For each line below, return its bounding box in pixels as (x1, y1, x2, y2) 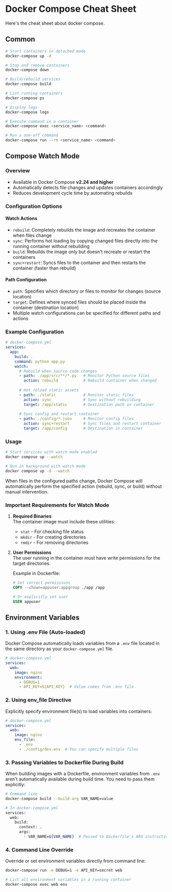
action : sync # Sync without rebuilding (24, 397, 141, 402)
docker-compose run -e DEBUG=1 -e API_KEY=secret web (5, 868, 123, 873)
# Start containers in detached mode (5, 48, 86, 54)
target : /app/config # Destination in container (24, 426, 143, 431)
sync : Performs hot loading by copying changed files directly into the (12, 237, 158, 244)
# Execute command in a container (5, 119, 79, 124)
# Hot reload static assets (18, 388, 79, 393)
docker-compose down (5, 67, 50, 72)
